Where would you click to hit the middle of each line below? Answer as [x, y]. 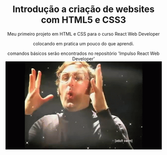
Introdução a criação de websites [83, 9]
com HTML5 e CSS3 [83, 20]
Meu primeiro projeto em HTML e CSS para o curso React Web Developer [83, 34]
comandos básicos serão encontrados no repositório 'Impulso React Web [83, 53]
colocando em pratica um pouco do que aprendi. [83, 43]
